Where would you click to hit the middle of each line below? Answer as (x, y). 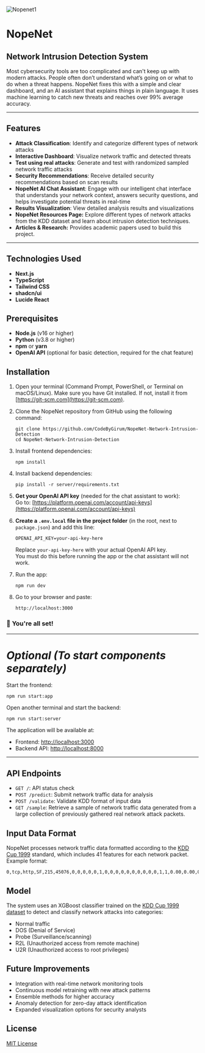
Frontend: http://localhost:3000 (55, 742)
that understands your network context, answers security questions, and (106, 195)
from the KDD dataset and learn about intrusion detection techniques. (103, 221)
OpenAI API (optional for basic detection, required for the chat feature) (104, 353)
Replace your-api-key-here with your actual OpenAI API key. (91, 550)
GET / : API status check (45, 788)
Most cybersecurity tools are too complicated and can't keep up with (93, 71)
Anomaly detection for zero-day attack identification (81, 1003)
